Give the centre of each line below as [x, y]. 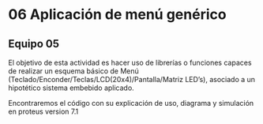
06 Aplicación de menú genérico [117, 15]
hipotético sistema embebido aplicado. [71, 88]
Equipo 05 [34, 44]
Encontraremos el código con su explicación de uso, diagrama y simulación [131, 103]
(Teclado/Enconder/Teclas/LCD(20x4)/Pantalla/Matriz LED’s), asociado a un [131, 79]
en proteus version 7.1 [43, 111]
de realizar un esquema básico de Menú [74, 71]
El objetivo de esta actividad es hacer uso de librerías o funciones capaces [130, 62]
